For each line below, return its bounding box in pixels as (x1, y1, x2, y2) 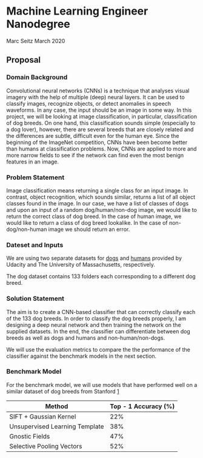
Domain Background (6, 73, 68, 81)
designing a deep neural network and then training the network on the (6, 321, 181, 329)
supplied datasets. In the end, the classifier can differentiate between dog (6, 327, 191, 335)
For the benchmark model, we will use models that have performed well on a (6, 381, 198, 388)
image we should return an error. (48, 225, 130, 233)
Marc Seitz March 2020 (6, 37, 65, 44)
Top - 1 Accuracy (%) (110, 402, 175, 411)
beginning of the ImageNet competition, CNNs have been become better (6, 138, 188, 146)
